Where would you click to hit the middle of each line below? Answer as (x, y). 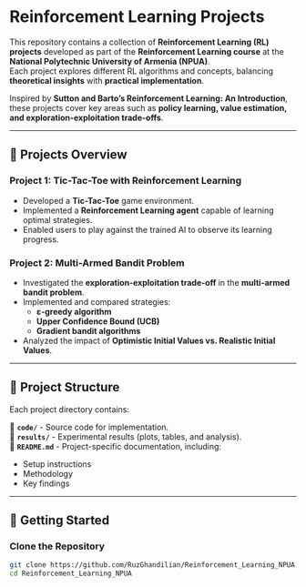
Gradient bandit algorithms (88, 330)
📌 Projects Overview (68, 155)
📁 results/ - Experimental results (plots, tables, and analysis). (126, 436)
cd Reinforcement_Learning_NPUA (71, 574)
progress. (41, 239)
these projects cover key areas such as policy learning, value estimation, (148, 107)
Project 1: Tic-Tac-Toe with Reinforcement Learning (126, 181)
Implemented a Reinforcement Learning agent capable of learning (148, 210)
